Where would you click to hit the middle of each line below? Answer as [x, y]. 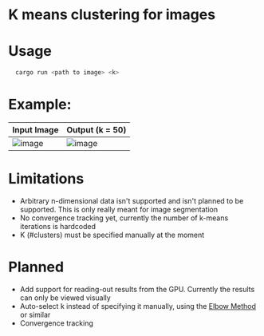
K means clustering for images [112, 15]
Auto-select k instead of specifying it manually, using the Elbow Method [138, 306]
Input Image [35, 129]
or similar [35, 314]
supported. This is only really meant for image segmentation [118, 209]
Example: [40, 105]
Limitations [46, 179]
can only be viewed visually [65, 298]
